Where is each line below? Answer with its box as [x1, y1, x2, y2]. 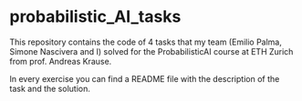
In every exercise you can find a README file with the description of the [9, 73, 280, 84]
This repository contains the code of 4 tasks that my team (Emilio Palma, [9, 36, 283, 47]
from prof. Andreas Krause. [9, 56, 112, 66]
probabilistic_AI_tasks [9, 6, 182, 27]
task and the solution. [9, 83, 91, 94]
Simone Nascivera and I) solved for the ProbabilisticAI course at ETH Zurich [9, 45, 294, 56]
